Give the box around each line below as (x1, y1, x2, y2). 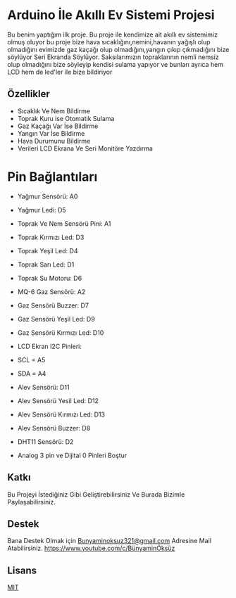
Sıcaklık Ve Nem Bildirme (17, 106, 91, 115)
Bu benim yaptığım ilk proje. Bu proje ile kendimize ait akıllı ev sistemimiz (7, 30, 218, 39)
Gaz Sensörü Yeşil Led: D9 (17, 314, 95, 323)
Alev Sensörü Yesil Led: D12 (17, 396, 99, 405)
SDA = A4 (17, 369, 46, 378)
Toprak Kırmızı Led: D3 (17, 233, 85, 241)
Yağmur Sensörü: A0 (17, 192, 78, 201)
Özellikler (7, 88, 51, 100)
